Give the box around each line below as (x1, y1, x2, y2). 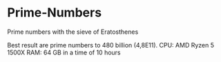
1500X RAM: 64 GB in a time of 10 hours (7, 48, 121, 56)
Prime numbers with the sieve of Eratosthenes (7, 28, 139, 36)
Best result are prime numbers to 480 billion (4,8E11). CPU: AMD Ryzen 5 (7, 41, 215, 49)
